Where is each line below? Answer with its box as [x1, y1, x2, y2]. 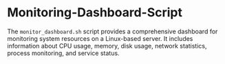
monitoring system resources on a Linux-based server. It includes [7, 34, 193, 42]
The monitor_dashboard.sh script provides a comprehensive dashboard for [7, 27, 218, 35]
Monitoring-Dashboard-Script [7, 5, 182, 20]
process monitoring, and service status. [7, 49, 120, 57]
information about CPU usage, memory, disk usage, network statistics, [7, 42, 208, 50]
